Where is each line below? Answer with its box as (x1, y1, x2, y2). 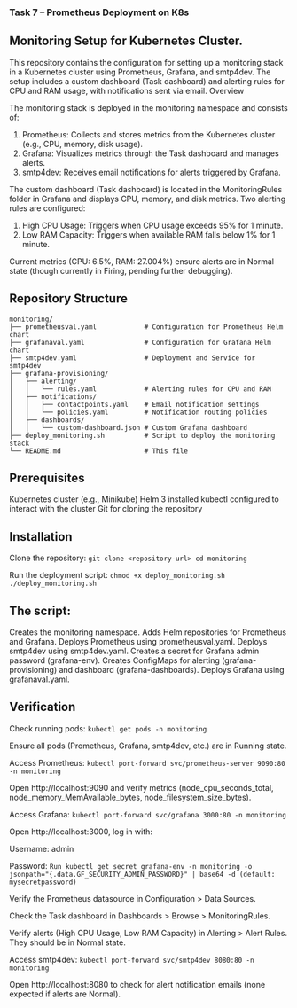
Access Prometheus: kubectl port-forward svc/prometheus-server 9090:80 (9, 757, 285, 768)
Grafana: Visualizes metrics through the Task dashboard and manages (21, 148, 279, 159)
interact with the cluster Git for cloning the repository (9, 504, 203, 514)
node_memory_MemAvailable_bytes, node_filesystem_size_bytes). (9, 792, 252, 802)
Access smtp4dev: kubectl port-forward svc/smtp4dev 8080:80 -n (9, 954, 254, 965)
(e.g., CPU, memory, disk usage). (21, 138, 144, 149)
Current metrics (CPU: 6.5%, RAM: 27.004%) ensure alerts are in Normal (9, 255, 275, 267)
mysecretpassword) (9, 878, 77, 887)
